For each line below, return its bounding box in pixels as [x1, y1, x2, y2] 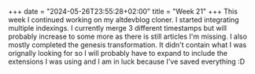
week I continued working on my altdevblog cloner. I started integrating [8, 15, 239, 24]
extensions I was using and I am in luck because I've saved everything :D [8, 57, 246, 66]
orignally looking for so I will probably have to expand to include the [8, 49, 228, 57]
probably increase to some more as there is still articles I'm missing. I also [8, 31, 248, 41]
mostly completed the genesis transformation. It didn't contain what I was [8, 40, 247, 50]
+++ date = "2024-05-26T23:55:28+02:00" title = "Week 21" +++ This [8, 7, 238, 16]
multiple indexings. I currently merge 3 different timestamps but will [8, 24, 227, 32]
